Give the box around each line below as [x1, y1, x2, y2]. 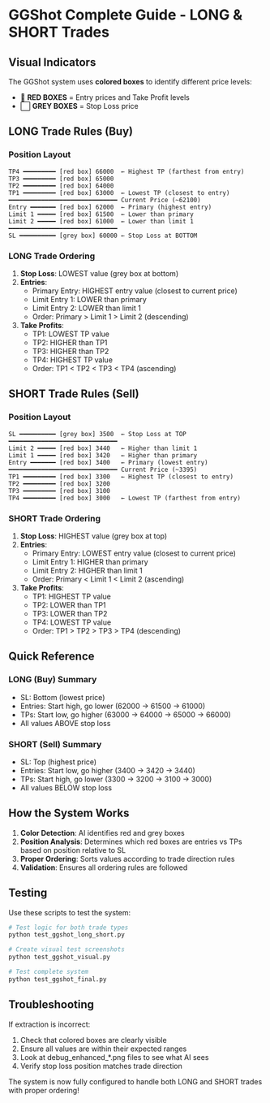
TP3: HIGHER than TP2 [32, 346, 109, 356]
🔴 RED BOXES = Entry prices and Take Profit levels [19, 93, 191, 102]
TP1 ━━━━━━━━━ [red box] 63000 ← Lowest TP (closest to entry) [8, 188, 230, 197]
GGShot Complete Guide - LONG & [8, 6, 243, 24]
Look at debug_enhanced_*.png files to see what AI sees [19, 1052, 209, 1062]
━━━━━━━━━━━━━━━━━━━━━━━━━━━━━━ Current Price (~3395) [8, 465, 198, 474]
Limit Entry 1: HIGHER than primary [32, 556, 148, 566]
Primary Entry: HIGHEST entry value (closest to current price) [32, 286, 238, 296]
